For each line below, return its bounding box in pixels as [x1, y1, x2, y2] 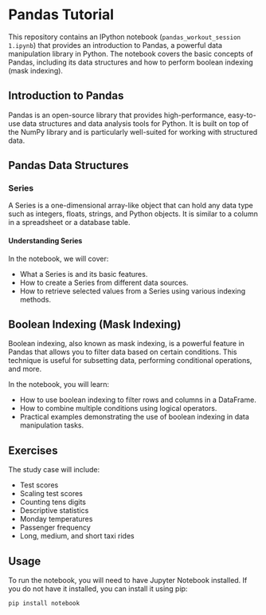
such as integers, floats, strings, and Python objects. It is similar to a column [8, 209, 259, 219]
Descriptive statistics [19, 506, 89, 515]
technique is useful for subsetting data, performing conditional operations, [8, 356, 252, 365]
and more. [8, 365, 42, 374]
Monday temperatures [19, 514, 93, 524]
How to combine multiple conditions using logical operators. [19, 404, 217, 413]
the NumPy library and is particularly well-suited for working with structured [8, 127, 258, 136]
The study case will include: [8, 465, 100, 475]
